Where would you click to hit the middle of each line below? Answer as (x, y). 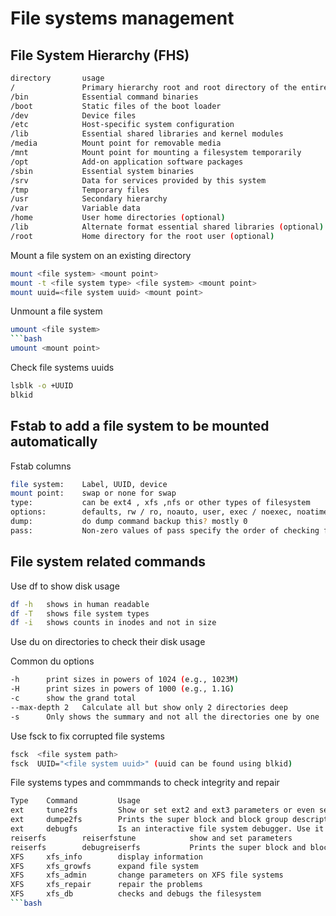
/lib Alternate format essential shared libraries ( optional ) (167, 227)
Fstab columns (41, 466)
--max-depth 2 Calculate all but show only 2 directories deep (149, 707)
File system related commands (108, 562)
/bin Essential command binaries (104, 97)
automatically (54, 442)
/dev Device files (73, 115)
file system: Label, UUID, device (89, 484)
